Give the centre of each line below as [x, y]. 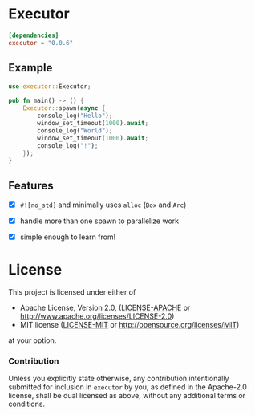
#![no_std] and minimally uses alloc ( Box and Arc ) [103, 205]
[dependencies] [34, 35]
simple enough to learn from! [68, 237]
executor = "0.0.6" [41, 43]
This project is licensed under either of [72, 292]
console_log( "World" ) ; [75, 130]
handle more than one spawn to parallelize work [99, 221]
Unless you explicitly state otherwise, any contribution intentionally [119, 379]
